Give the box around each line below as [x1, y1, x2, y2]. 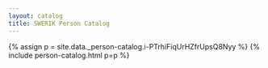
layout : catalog [8, 11, 63, 20]
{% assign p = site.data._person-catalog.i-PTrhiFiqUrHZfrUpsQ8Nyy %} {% [8, 41, 261, 51]
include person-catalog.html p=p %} [8, 50, 130, 60]
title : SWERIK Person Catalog [8, 19, 111, 28]
